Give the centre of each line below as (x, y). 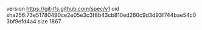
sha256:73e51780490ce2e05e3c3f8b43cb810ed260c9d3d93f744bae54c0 (101, 15)
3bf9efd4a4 (21, 21)
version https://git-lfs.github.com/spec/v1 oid (63, 9)
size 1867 (49, 21)
